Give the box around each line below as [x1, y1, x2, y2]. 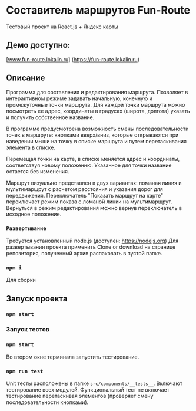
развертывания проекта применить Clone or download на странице [6, 243, 176, 251]
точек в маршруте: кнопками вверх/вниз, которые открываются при [6, 131, 179, 139]
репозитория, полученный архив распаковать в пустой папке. [6, 249, 163, 257]
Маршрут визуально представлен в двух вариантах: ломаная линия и [6, 179, 182, 186]
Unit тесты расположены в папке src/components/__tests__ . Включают [6, 380, 183, 387]
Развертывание [6, 225, 46, 232]
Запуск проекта [6, 293, 68, 304]
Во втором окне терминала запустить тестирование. [6, 353, 139, 360]
